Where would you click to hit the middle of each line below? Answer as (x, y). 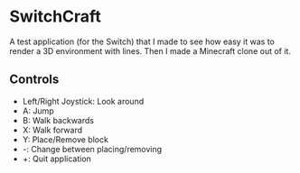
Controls (34, 80)
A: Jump (38, 111)
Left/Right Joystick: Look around (83, 101)
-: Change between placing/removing (92, 149)
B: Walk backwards (58, 120)
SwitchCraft (55, 17)
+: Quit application (57, 159)
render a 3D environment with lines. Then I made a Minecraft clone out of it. (150, 50)
